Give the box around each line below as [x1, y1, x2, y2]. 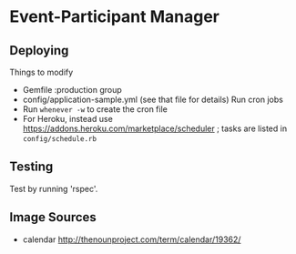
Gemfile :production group [22, 85, 123, 95]
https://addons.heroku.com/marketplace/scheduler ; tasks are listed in [22, 123, 288, 134]
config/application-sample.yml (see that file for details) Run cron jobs [22, 94, 284, 105]
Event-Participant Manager [9, 6, 220, 27]
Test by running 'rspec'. [9, 183, 98, 194]
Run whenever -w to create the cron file [22, 104, 168, 115]
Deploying [9, 43, 69, 58]
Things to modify [9, 66, 74, 77]
